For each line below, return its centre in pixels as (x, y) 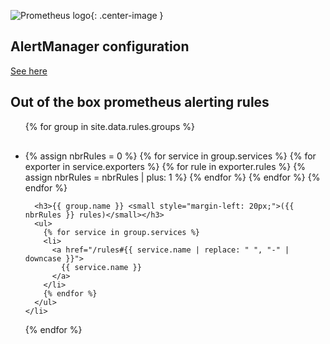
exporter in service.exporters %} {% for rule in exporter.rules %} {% (165, 166)
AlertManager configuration (100, 46)
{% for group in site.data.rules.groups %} (110, 126)
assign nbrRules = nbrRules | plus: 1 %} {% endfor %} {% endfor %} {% (172, 177)
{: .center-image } (127, 15)
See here (29, 71)
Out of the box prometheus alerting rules (140, 102)
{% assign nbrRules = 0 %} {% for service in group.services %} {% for (170, 156)
